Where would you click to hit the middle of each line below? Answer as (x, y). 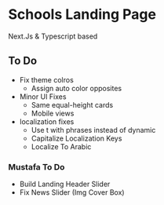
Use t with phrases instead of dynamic (93, 130)
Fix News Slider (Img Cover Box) (72, 192)
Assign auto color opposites (77, 88)
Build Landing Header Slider (65, 184)
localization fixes (47, 121)
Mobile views (53, 113)
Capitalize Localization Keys (77, 138)
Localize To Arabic (61, 146)
